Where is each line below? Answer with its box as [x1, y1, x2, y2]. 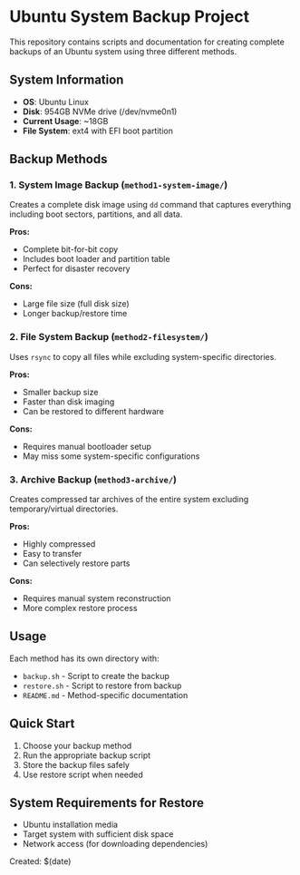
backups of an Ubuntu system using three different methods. [9, 45, 237, 56]
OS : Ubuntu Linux [22, 96, 89, 107]
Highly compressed [22, 539, 96, 549]
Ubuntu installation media [22, 819, 119, 831]
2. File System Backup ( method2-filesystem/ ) [9, 331, 208, 344]
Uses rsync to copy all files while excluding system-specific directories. [9, 351, 276, 362]
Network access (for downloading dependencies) [22, 839, 208, 850]
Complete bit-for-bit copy [22, 244, 119, 255]
